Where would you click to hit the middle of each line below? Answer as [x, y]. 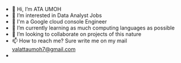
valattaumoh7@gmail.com [44, 49]
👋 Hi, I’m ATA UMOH [36, 9]
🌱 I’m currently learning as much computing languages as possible [93, 28]
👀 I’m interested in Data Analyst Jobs [57, 15]
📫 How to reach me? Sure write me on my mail [69, 41]
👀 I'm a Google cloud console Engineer [59, 21]
